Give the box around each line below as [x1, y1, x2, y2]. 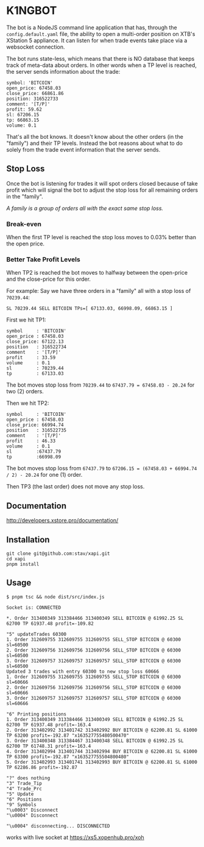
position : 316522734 [6, 344, 67, 350]
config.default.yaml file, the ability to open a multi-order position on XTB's [6, 30, 195, 37]
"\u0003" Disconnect [6, 807, 59, 813]
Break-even [6, 220, 41, 228]
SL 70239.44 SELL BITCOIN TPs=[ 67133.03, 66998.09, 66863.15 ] [6, 306, 173, 312]
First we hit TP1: [6, 316, 47, 323]
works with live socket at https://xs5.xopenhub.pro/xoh [6, 834, 144, 841]
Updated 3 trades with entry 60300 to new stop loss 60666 [6, 668, 160, 675]
